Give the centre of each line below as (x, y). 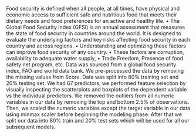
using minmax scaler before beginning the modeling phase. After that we (94, 114)
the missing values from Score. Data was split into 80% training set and (92, 77)
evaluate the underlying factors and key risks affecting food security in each (98, 40)
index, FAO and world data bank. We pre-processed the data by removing (95, 71)
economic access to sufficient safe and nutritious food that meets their (92, 15)
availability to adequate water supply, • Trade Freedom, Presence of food (95, 58)
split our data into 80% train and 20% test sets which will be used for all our (98, 120)
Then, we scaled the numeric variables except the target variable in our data (98, 108)
